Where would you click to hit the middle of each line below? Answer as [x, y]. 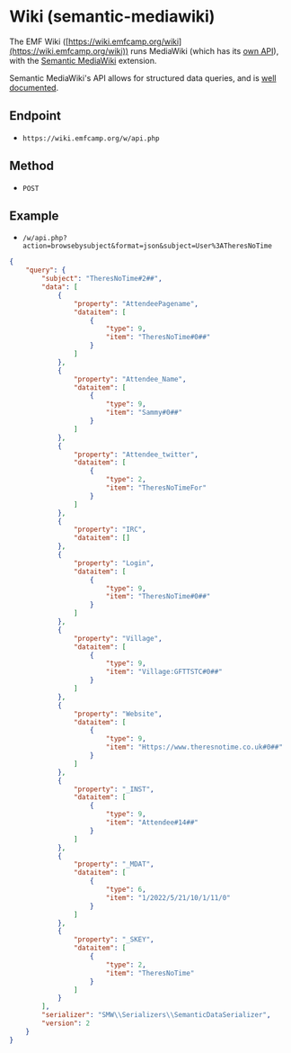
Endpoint [35, 116]
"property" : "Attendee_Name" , [130, 379]
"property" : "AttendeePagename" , [136, 303]
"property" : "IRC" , [110, 530]
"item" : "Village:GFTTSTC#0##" [164, 672]
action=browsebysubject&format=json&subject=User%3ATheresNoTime [147, 246]
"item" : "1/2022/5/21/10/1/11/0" [168, 897]
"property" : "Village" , [118, 638]
